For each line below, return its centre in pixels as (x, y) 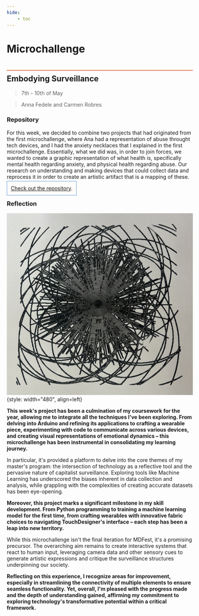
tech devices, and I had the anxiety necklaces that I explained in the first (94, 145)
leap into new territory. (35, 528)
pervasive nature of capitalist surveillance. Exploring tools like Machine (93, 473)
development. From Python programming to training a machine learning (97, 509)
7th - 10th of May (42, 93)
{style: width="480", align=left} (45, 399)
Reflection (22, 203)
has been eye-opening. (35, 492)
